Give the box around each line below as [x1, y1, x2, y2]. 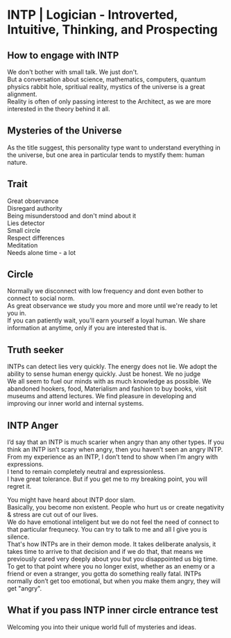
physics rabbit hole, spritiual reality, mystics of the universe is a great [7, 83, 205, 90]
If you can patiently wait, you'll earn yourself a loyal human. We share [7, 316, 206, 325]
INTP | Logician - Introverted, [7, 7, 178, 23]
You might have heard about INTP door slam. [7, 496, 136, 504]
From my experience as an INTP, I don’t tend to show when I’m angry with [7, 452, 219, 461]
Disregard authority [7, 204, 62, 212]
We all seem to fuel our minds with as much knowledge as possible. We [7, 377, 212, 386]
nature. [7, 158, 28, 166]
